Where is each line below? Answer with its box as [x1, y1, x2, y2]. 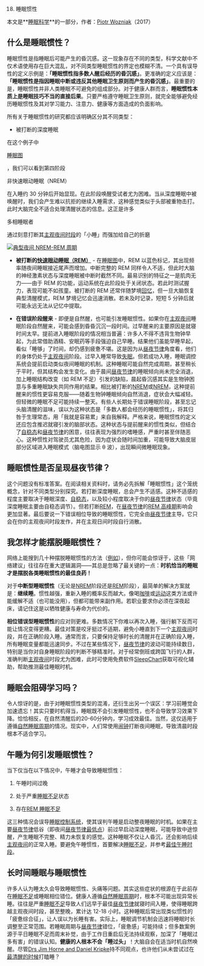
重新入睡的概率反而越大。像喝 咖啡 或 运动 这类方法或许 [65, 590, 198, 597]
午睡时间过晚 [15, 780, 48, 787]
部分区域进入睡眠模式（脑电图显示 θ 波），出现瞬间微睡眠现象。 [15, 443, 174, 451]
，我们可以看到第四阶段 [7, 164, 65, 171]
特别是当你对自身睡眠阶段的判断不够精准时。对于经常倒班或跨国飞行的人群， [7, 648, 198, 655]
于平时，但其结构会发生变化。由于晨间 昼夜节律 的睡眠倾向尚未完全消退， [15, 368, 196, 375]
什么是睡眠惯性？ [7, 38, 71, 48]
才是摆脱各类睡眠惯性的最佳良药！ [7, 569, 92, 576]
